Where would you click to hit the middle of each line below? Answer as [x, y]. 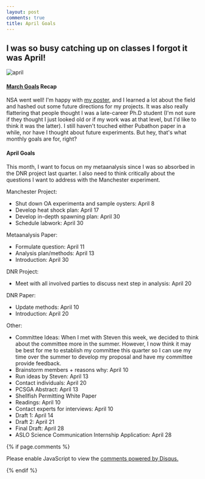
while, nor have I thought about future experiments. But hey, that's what [96, 133]
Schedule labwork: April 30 [49, 223]
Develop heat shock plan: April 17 [57, 210]
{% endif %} [22, 470]
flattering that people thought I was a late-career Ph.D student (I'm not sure [101, 113]
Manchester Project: [32, 191]
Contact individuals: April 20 [51, 382]
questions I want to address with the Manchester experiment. [83, 180]
